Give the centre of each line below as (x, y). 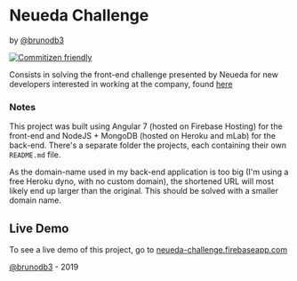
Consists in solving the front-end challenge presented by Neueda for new (144, 74)
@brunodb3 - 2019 (44, 267)
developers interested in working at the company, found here (121, 84)
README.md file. (35, 155)
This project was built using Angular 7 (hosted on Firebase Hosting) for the (146, 126)
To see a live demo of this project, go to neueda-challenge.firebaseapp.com (148, 250)
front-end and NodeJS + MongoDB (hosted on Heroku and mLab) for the (142, 136)
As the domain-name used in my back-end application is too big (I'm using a (149, 172)
